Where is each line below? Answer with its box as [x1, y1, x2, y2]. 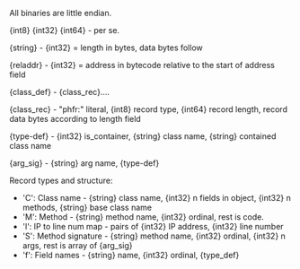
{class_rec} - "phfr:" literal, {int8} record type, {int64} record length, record [9, 104, 287, 115]
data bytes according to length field [9, 114, 141, 124]
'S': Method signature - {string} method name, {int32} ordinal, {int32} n [22, 230, 286, 241]
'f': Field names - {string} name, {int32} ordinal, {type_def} [22, 250, 240, 260]
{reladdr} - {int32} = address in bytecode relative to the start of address [9, 60, 276, 70]
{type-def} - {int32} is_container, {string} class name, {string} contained [9, 131, 277, 142]
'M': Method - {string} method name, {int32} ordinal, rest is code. [22, 212, 265, 222]
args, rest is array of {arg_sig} [22, 240, 133, 250]
